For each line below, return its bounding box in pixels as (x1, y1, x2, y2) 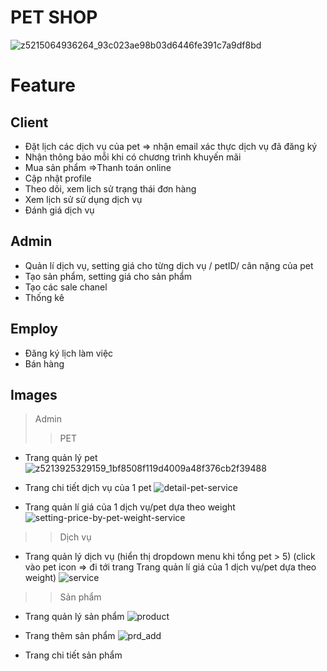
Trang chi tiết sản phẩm (24, 649, 123, 661)
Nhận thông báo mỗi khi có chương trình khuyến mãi (24, 151, 242, 163)
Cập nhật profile (24, 172, 92, 184)
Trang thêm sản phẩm (24, 630, 116, 642)
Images (10, 386, 58, 403)
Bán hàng (24, 357, 65, 370)
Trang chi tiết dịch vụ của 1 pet (24, 482, 152, 494)
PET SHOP (10, 6, 98, 29)
